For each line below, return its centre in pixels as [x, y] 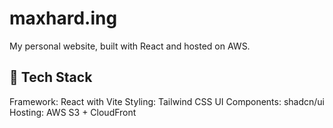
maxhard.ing [63, 18]
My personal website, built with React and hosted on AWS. [130, 46]
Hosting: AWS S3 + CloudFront [73, 112]
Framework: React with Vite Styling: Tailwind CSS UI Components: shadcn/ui [167, 101]
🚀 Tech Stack [51, 77]
